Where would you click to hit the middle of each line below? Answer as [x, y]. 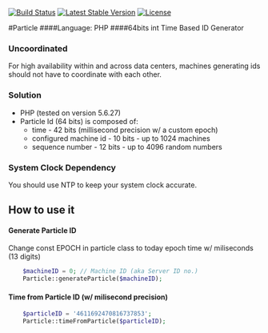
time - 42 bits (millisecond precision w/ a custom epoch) [125, 130]
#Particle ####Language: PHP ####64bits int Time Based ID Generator [126, 28]
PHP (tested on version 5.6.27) [70, 113]
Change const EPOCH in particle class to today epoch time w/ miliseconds [131, 248]
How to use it [42, 210]
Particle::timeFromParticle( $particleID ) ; [94, 321]
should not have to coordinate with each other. [85, 74]
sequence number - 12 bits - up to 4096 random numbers [127, 146]
